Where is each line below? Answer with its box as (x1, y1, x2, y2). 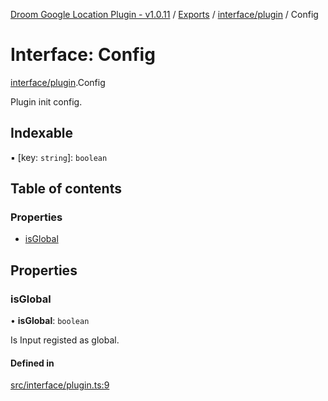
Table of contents (10, 180, 122, 198)
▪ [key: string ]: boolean (10, 151, 108, 163)
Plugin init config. (10, 95, 83, 108)
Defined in (10, 357, 55, 369)
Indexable (10, 125, 74, 142)
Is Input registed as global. (10, 334, 120, 346)
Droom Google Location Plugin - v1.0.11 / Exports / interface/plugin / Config (10, 9, 319, 20)
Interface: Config (10, 44, 156, 66)
